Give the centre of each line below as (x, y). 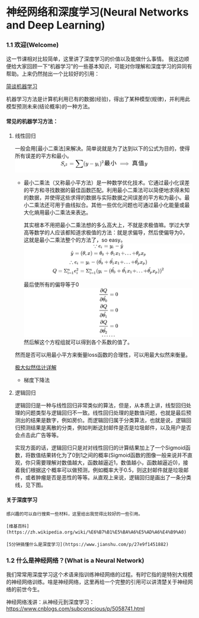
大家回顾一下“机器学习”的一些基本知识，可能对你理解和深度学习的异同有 (104, 67)
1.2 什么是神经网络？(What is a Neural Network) (75, 560)
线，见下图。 (30, 485)
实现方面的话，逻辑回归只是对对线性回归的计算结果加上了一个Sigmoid (100, 448)
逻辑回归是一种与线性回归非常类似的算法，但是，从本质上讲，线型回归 (100, 406)
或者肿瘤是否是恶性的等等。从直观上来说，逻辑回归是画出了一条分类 (108, 478)
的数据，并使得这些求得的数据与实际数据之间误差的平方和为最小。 (104, 197)
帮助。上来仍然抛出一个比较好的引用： (53, 74)
